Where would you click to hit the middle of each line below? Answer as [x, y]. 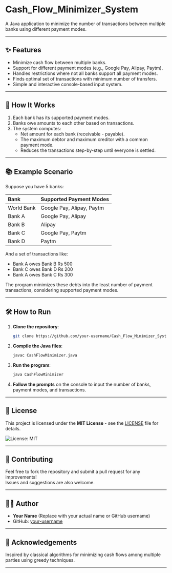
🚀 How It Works [30, 105]
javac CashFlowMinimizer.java [45, 355]
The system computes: [37, 128]
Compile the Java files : [38, 346]
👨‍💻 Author [22, 503]
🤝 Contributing [29, 459]
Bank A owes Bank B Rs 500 [42, 264]
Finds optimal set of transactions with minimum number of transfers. [85, 78]
